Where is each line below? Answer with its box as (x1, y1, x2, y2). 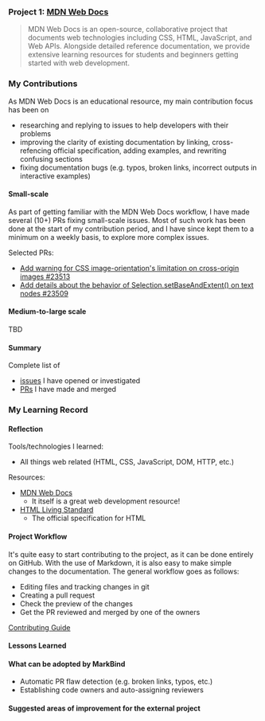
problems (19, 128, 52, 138)
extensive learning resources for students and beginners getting (27, 50, 239, 60)
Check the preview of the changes (19, 598, 134, 608)
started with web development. (27, 58, 130, 68)
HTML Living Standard (19, 505, 94, 515)
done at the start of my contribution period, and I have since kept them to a (8, 224, 255, 233)
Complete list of (8, 361, 60, 370)
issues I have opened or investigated (19, 376, 141, 386)
